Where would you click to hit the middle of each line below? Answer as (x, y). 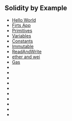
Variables (21, 36)
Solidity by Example (36, 8)
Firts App (21, 25)
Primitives (22, 30)
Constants (22, 41)
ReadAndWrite (27, 51)
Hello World (24, 20)
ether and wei (26, 57)
